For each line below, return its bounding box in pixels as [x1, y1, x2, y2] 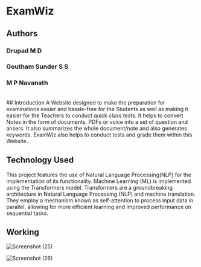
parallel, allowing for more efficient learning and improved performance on [6, 203, 192, 210]
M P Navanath [6, 79, 48, 87]
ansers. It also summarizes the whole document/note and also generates [6, 124, 187, 132]
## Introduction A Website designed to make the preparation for [6, 98, 165, 106]
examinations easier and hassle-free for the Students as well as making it [6, 105, 188, 112]
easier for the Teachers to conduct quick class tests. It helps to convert [6, 112, 183, 119]
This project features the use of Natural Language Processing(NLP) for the [6, 171, 192, 178]
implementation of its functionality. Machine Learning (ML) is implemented [6, 177, 191, 185]
